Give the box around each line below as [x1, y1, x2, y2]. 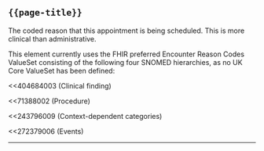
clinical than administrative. [8, 34, 97, 43]
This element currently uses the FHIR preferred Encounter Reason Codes [8, 49, 245, 59]
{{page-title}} [8, 7, 82, 19]
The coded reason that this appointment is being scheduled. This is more [8, 26, 245, 35]
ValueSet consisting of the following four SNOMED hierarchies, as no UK [8, 57, 243, 67]
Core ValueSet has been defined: [8, 66, 115, 75]
